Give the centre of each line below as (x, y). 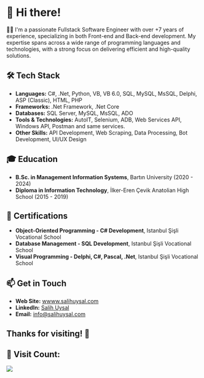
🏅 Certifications (37, 216)
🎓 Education (32, 159)
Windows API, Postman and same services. (70, 126)
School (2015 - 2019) (42, 196)
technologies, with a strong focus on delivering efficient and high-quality (98, 49)
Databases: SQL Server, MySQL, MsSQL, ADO (74, 113)
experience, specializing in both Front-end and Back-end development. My (101, 36)
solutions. (19, 55)
